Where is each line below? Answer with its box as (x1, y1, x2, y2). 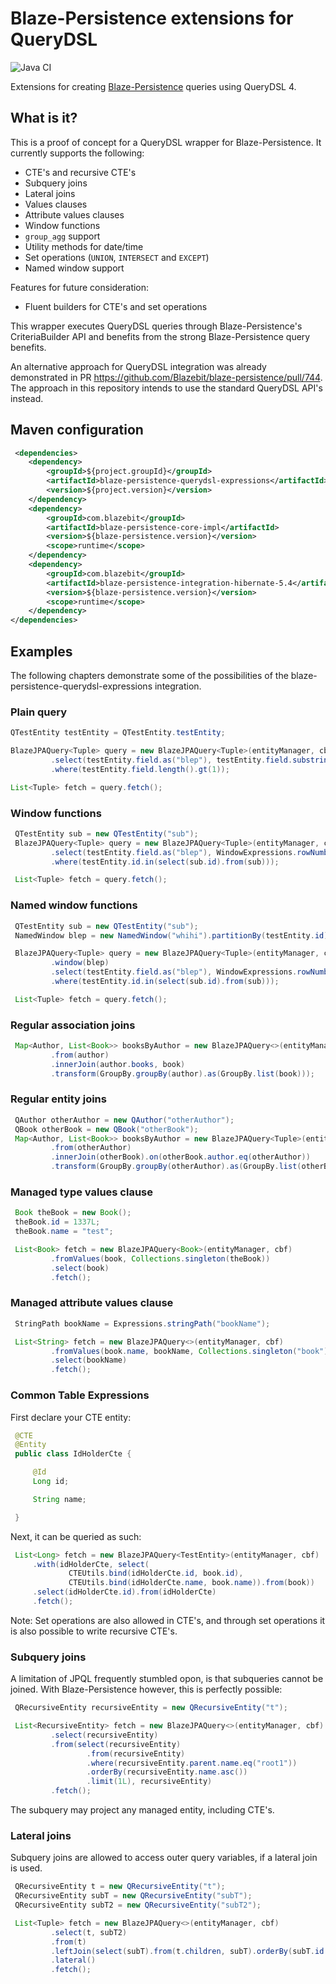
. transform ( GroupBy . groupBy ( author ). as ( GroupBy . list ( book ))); (50, 1068, 315, 1079)
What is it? (10, 110, 78, 127)
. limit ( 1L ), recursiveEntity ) (86, 1777, 213, 1787)
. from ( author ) (50, 1050, 110, 1060)
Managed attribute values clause (10, 1296, 174, 1310)
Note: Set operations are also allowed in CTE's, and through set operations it (10, 1614, 326, 1626)
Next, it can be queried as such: (10, 1530, 142, 1542)
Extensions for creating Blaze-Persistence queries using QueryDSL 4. (10, 80, 297, 92)
